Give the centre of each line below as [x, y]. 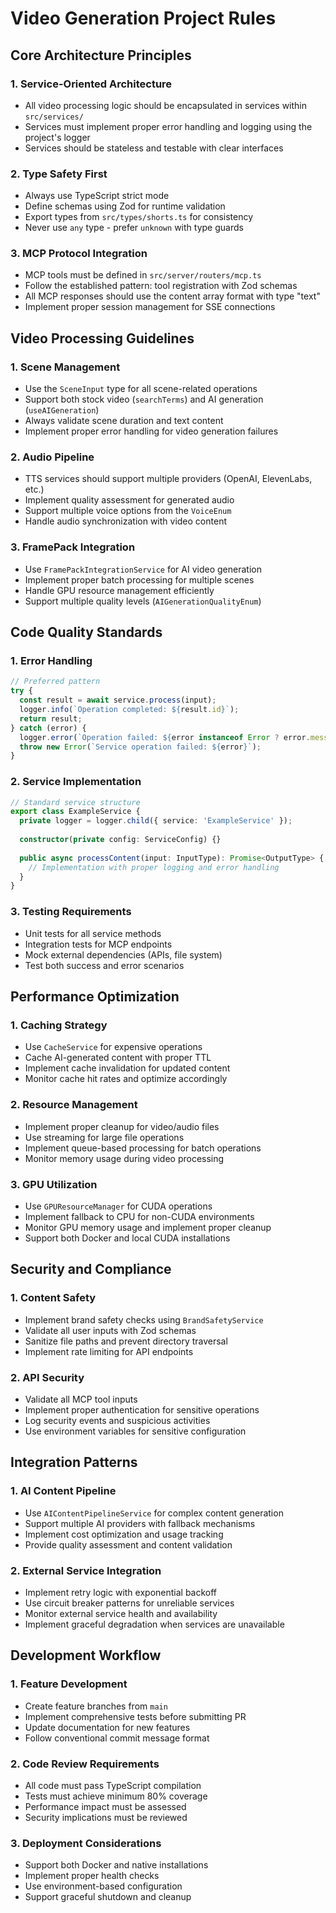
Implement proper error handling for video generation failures [151, 431]
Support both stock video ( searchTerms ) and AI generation [144, 399]
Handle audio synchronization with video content [125, 521]
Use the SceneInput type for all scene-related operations [141, 389]
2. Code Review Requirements [85, 1764]
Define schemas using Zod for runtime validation [125, 206]
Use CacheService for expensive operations [113, 1047]
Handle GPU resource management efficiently [119, 590]
